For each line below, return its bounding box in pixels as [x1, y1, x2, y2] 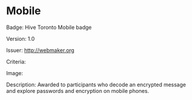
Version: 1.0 [6, 35, 35, 42]
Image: [6, 69, 23, 76]
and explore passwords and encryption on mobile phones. [6, 87, 149, 94]
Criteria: [6, 58, 26, 65]
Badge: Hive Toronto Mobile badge [6, 24, 92, 31]
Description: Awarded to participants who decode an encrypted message [6, 81, 186, 88]
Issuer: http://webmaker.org [6, 46, 75, 54]
